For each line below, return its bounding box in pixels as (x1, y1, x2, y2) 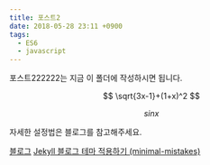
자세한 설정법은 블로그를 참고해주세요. (9, 127, 142, 138)
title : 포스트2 (9, 13, 61, 23)
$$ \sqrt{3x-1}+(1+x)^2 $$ (103, 91, 200, 102)
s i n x (143, 108, 160, 119)
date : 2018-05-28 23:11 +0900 (9, 22, 123, 31)
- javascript (17, 47, 67, 56)
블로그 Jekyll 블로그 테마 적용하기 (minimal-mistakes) (9, 146, 201, 157)
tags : (9, 30, 30, 39)
